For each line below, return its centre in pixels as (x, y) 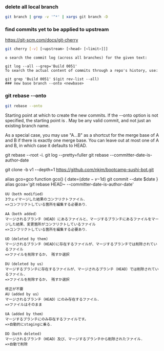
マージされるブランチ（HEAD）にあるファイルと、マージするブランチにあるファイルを (78, 219)
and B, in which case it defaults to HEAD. (46, 145)
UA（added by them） (25, 314)
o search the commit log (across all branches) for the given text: (76, 58)
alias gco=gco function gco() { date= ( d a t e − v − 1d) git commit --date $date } (82, 179)
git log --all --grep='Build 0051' (41, 66)
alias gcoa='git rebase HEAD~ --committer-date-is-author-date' (70, 184)
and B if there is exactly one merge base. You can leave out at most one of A (82, 140)
